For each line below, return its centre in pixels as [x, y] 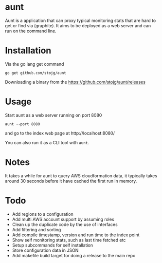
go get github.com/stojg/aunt [36, 73]
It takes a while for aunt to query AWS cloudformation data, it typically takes [81, 176]
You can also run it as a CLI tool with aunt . [47, 142]
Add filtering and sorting [36, 229]
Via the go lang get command [35, 64]
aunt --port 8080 [23, 124]
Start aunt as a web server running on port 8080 [54, 115]
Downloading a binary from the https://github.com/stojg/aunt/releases [75, 82]
